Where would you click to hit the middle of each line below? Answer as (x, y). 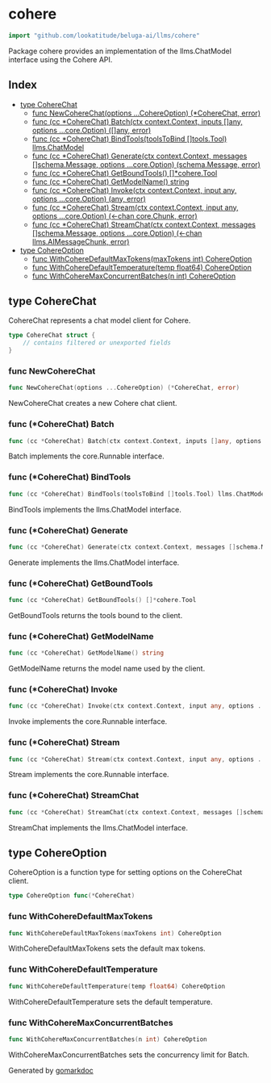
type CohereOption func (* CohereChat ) (72, 896)
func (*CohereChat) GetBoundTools (81, 583)
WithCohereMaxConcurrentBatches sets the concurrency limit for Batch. (129, 1055)
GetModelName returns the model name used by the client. (107, 669)
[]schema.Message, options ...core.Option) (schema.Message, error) (146, 164)
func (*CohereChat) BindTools (70, 477)
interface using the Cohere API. (60, 59)
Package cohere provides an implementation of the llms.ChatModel (120, 51)
